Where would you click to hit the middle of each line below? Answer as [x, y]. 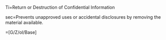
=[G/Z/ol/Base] [21, 32]
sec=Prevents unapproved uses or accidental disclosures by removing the [83, 17]
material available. [24, 23]
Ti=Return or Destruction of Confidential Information [60, 7]
